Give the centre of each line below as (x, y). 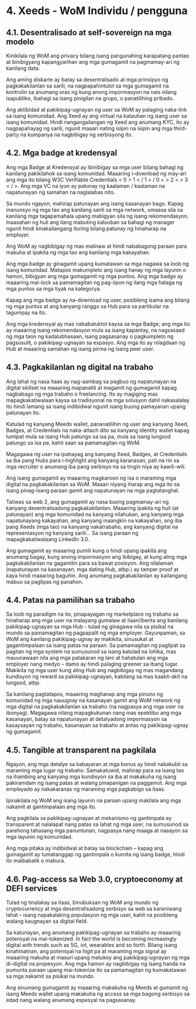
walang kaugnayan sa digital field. (47, 921)
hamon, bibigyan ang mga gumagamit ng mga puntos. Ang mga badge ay (94, 276)
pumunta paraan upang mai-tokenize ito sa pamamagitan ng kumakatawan (96, 970)
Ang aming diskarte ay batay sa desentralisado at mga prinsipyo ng (87, 80)
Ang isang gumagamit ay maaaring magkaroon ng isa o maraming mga (91, 478)
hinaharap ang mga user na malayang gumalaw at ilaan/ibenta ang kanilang (97, 620)
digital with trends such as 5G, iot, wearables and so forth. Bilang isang (92, 945)
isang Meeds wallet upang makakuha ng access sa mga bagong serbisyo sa (98, 994)
